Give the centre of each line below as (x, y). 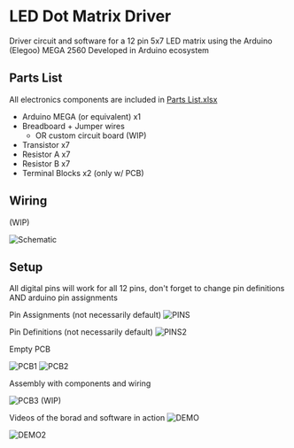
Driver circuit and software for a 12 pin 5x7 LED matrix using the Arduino (141, 41)
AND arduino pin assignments (63, 297)
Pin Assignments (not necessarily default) (85, 315)
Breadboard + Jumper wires (73, 126)
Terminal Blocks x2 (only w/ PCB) (83, 173)
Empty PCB (30, 349)
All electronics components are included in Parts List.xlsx (113, 99)
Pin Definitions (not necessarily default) (81, 332)
